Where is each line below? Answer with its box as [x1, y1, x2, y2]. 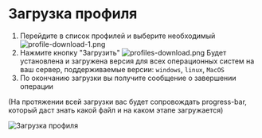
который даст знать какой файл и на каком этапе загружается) [8, 105, 224, 115]
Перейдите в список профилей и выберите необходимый [19, 31, 216, 40]
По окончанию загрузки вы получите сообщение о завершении [19, 73, 237, 82]
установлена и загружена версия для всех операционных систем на [19, 56, 255, 66]
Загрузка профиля [8, 5, 138, 23]
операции [19, 81, 54, 91]
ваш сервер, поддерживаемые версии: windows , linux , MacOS [19, 64, 225, 74]
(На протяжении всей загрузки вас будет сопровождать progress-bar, [8, 97, 247, 106]
